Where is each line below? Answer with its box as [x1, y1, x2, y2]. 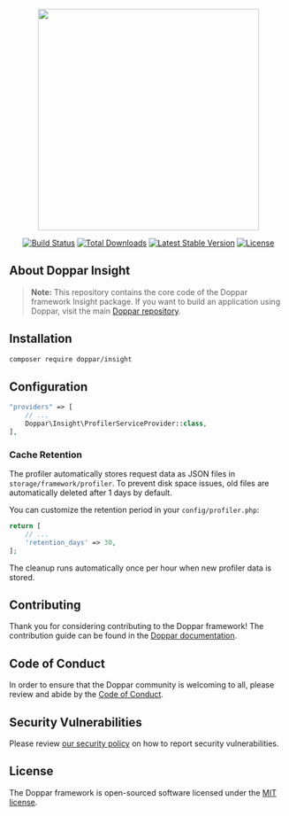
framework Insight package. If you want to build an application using [30, 296, 281, 307]
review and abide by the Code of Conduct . [9, 689, 164, 700]
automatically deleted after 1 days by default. [9, 487, 172, 498]
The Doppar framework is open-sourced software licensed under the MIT [9, 787, 277, 797]
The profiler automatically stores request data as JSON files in [9, 469, 236, 479]
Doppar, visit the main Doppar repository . [30, 306, 181, 316]
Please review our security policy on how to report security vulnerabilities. [9, 738, 279, 749]
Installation [9, 331, 72, 346]
